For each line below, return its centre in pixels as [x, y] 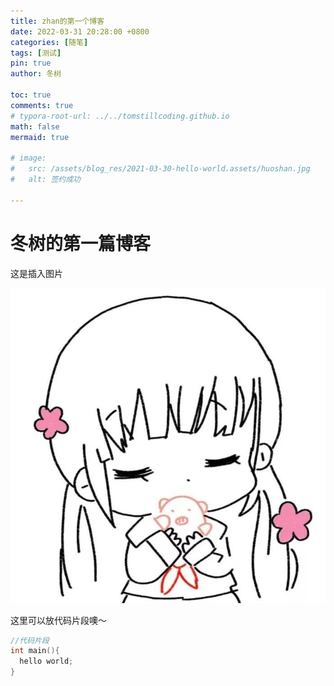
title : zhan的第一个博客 [57, 21]
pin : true [31, 63]
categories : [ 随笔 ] [49, 42]
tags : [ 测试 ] [36, 53]
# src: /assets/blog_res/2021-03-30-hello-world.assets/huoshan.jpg [160, 169]
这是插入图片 [36, 273]
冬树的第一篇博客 [81, 243]
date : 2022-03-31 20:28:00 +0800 [80, 31]
